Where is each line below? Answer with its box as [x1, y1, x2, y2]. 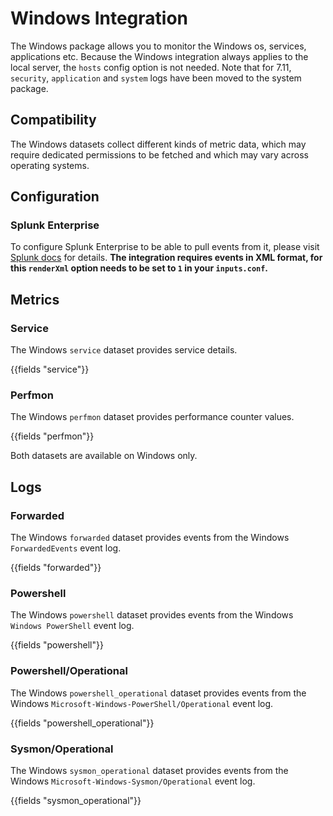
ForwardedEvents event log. [10, 542, 122, 554]
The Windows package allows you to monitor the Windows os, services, [10, 40, 307, 52]
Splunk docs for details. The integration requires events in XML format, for [10, 252, 323, 264]
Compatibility [10, 112, 97, 129]
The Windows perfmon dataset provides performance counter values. [10, 411, 295, 423]
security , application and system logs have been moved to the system [10, 72, 302, 84]
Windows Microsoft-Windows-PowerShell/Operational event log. [10, 697, 274, 709]
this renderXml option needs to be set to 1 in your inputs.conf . [10, 262, 269, 274]
